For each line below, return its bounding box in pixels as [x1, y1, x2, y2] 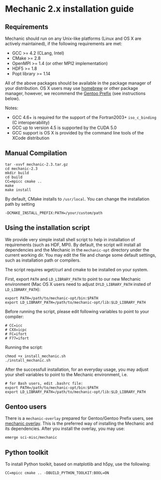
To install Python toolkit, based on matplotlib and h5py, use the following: [5, 461, 151, 467]
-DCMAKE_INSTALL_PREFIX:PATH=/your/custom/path [5, 210, 103, 215]
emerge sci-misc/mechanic [5, 435, 57, 440]
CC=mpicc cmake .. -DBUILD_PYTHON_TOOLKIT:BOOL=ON [5, 471, 109, 476]
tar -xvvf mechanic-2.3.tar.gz [5, 162, 68, 167]
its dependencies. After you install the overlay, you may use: [5, 426, 125, 431]
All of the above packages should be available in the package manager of [5, 80, 151, 86]
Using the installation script [5, 224, 90, 232]
